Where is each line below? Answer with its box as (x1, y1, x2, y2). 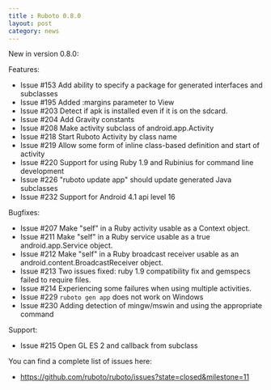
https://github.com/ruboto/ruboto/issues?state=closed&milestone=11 (19, 372, 249, 382)
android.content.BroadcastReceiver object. (19, 258, 163, 268)
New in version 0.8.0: (8, 49, 79, 59)
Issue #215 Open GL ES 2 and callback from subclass (19, 341, 198, 350)
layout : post (8, 19, 53, 28)
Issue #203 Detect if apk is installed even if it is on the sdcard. (19, 106, 228, 116)
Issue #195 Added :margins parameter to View (19, 98, 175, 108)
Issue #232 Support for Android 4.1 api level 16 (19, 192, 176, 202)
